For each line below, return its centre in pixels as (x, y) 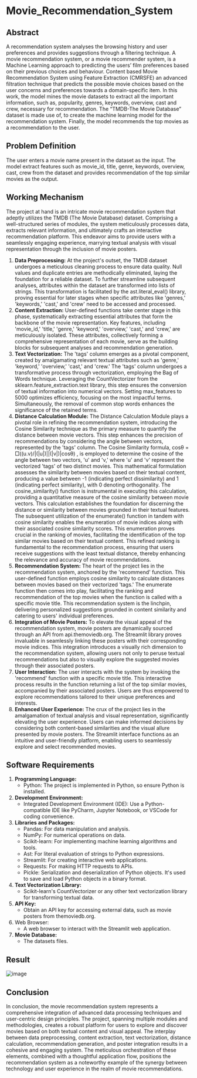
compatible (37, 810)
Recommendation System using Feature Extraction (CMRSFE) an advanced (97, 78)
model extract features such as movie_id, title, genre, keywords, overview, (96, 166)
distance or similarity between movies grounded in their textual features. (102, 509)
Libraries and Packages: (45, 823)
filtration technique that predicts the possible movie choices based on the (95, 84)
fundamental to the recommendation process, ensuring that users (94, 547)
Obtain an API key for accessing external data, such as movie (97, 910)
